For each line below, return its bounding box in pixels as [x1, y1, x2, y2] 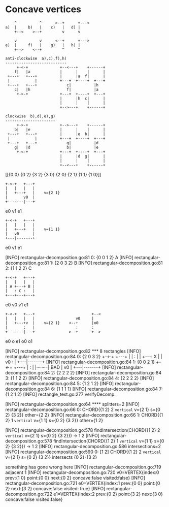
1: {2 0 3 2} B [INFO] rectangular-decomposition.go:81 [50, 260, 163, 266]
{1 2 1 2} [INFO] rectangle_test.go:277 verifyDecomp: [5, 391, 116, 397]
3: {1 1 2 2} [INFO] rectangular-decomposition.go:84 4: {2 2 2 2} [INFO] [5, 375, 154, 381]
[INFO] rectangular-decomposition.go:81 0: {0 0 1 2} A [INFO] [5, 254, 133, 260]
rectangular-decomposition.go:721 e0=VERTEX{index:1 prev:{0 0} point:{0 [5, 480, 160, 486]
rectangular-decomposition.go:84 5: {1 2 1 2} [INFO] [5, 380, 114, 387]
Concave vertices [5, 4, 82, 15]
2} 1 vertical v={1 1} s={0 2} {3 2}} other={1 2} [5, 417, 103, 423]
